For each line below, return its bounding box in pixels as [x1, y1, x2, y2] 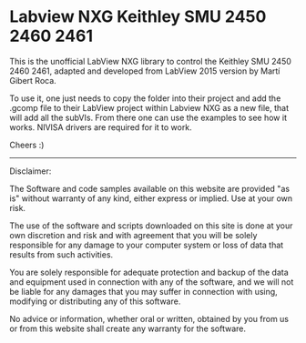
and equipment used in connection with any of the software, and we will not [9, 276, 294, 288]
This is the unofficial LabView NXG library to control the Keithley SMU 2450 [9, 55, 291, 66]
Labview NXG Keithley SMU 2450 [9, 6, 267, 27]
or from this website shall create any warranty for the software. [9, 323, 247, 334]
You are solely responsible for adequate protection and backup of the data [9, 267, 289, 277]
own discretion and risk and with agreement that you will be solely [9, 229, 258, 240]
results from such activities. [9, 248, 114, 260]
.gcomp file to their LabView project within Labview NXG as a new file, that [9, 102, 290, 113]
